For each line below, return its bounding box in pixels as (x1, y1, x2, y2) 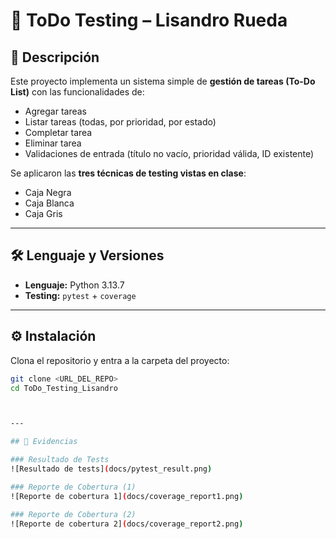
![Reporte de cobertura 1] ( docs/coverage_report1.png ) (10, 491, 244, 501)
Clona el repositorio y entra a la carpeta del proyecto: (10, 354, 230, 366)
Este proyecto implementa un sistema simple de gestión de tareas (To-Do (10, 75, 316, 87)
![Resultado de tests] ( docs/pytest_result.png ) (10, 464, 213, 474)
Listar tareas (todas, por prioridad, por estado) (24, 116, 217, 128)
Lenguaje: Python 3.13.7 (24, 279, 125, 291)
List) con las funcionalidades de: (10, 86, 145, 98)
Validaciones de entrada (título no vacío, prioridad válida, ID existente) (24, 148, 315, 159)
